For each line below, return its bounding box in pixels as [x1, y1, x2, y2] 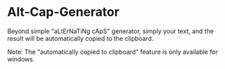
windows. [7, 55, 35, 63]
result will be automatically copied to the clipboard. [7, 34, 154, 42]
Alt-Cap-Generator [7, 4, 120, 20]
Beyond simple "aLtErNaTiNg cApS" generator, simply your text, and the [7, 27, 214, 35]
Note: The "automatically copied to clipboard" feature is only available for [7, 48, 218, 56]
